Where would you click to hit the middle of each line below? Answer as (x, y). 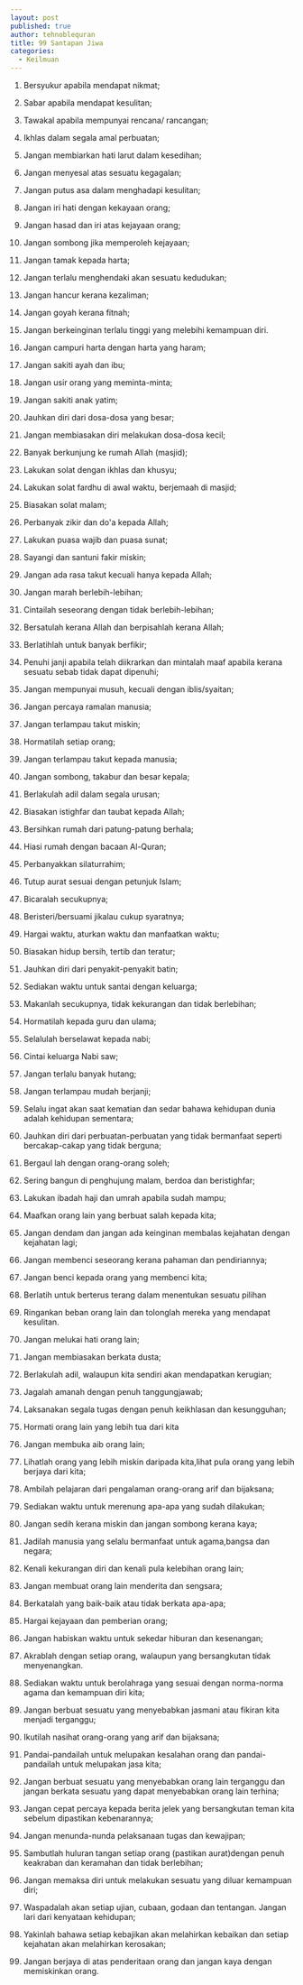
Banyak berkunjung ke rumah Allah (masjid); (106, 452)
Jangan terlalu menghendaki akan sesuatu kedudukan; (125, 277)
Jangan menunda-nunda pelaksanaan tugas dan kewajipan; (134, 1836)
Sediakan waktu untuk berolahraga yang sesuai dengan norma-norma (153, 1683)
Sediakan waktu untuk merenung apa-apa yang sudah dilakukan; (144, 1506)
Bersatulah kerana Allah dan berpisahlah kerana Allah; (124, 627)
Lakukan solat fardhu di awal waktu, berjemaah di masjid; (130, 487)
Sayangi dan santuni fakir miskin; (85, 557)
